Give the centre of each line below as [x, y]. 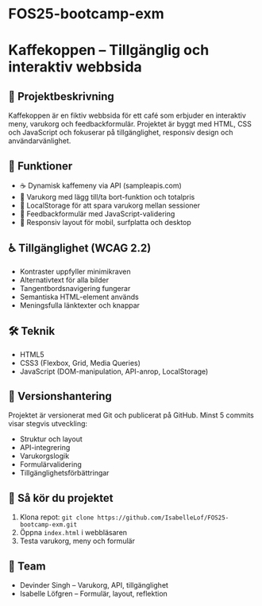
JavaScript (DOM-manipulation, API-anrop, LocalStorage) [114, 371]
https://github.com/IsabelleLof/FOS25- [163, 518]
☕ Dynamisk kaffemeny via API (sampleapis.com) [101, 185]
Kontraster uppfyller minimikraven [75, 271]
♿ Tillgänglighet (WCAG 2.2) [80, 249]
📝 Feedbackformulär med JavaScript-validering [97, 214]
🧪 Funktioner [40, 166]
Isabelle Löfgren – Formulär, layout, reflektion [94, 594]
